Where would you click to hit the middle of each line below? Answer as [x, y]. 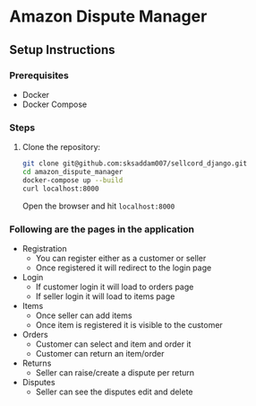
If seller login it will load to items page [105, 296]
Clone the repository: [61, 147]
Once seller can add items [84, 315]
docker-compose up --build [73, 180]
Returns [37, 363]
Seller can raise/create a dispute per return [115, 372]
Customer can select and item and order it [113, 344]
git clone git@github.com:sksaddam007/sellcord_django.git [135, 163]
